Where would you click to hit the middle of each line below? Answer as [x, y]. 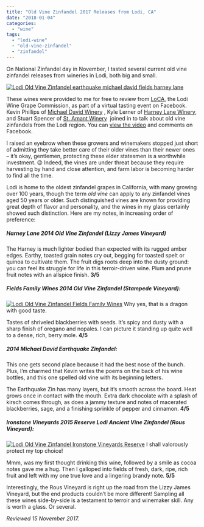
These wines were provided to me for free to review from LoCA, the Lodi [97, 99]
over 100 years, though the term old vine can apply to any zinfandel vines [98, 194]
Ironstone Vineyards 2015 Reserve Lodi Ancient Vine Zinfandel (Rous [96, 422]
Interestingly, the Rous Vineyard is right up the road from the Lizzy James [98, 487]
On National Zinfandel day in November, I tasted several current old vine [97, 69]
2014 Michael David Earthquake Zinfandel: [62, 349]
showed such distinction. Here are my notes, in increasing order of [90, 213]
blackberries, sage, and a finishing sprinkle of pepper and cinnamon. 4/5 [98, 408]
